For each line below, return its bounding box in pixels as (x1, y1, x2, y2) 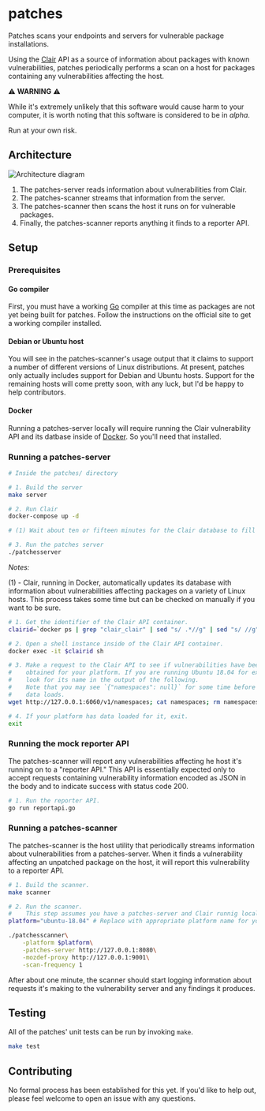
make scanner (8, 888, 51, 896)
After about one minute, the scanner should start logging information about (8, 975, 252, 985)
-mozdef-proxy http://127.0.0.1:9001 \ (22, 953, 150, 961)
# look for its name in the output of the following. (8, 676, 200, 684)
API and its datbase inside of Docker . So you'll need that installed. (8, 432, 222, 441)
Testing (8, 1006, 47, 1019)
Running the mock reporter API (8, 739, 129, 750)
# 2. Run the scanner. (8, 903, 83, 911)
